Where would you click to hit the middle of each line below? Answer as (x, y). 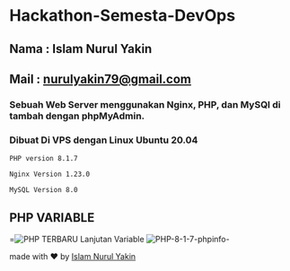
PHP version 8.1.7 (44, 159)
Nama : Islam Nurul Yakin (81, 49)
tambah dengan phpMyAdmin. (77, 116)
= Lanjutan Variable (77, 239)
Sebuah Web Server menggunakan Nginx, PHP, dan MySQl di (145, 104)
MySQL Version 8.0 (44, 190)
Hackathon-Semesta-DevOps (123, 16)
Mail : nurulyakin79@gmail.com (100, 79)
